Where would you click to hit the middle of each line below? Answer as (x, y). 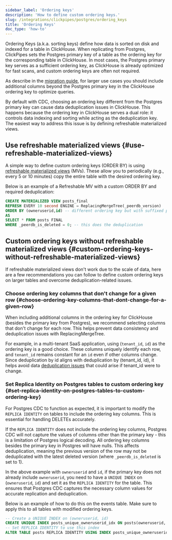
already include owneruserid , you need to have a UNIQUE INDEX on (74, 477)
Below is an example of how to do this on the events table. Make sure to (81, 504)
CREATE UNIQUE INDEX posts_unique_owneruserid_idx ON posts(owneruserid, (86, 523)
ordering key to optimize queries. (40, 92)
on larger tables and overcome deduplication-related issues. (69, 280)
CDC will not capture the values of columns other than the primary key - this (86, 434)
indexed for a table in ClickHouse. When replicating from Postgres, (76, 49)
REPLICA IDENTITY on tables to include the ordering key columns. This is (81, 414)
